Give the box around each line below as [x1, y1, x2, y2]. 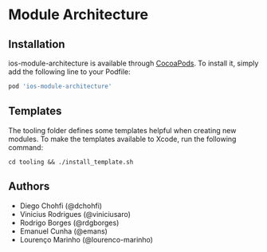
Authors [8, 179, 50, 193]
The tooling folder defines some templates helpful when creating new [8, 125, 237, 135]
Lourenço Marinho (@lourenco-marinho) [19, 234, 154, 244]
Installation [8, 37, 65, 51]
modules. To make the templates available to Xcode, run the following [8, 134, 237, 144]
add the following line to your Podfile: [8, 67, 132, 77]
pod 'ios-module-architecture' [8, 82, 112, 90]
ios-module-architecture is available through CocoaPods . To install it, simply [8, 58, 259, 68]
